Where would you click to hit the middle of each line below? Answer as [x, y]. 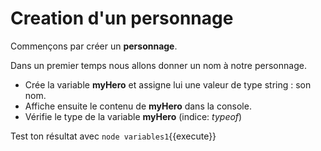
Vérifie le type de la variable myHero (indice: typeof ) [133, 116]
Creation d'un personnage [122, 18]
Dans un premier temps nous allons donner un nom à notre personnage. [158, 65]
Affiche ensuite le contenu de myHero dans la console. [138, 106]
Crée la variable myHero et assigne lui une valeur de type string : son [168, 84]
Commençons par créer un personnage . [94, 46]
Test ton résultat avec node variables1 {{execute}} [113, 136]
